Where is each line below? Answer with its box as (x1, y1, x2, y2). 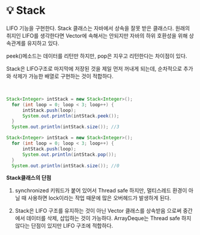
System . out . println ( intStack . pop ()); (22, 151, 117, 158)
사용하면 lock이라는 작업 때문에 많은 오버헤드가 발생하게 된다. (28, 194, 171, 201)
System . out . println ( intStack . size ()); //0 (11, 162, 120, 168)
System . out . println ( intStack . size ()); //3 (11, 124, 120, 130)
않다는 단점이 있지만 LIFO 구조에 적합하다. (14, 222, 114, 230)
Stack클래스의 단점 (6, 174, 52, 182)
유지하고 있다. (26, 40, 59, 47)
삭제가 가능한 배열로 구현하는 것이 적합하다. (12, 73, 114, 80)
